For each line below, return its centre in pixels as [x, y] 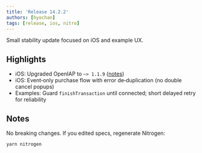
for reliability [31, 100]
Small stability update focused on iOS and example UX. [75, 41]
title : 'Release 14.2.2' [37, 12]
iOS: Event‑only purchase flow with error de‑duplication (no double [98, 80]
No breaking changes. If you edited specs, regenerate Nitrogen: [86, 133]
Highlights [26, 59]
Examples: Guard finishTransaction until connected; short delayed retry [105, 93]
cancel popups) [34, 87]
